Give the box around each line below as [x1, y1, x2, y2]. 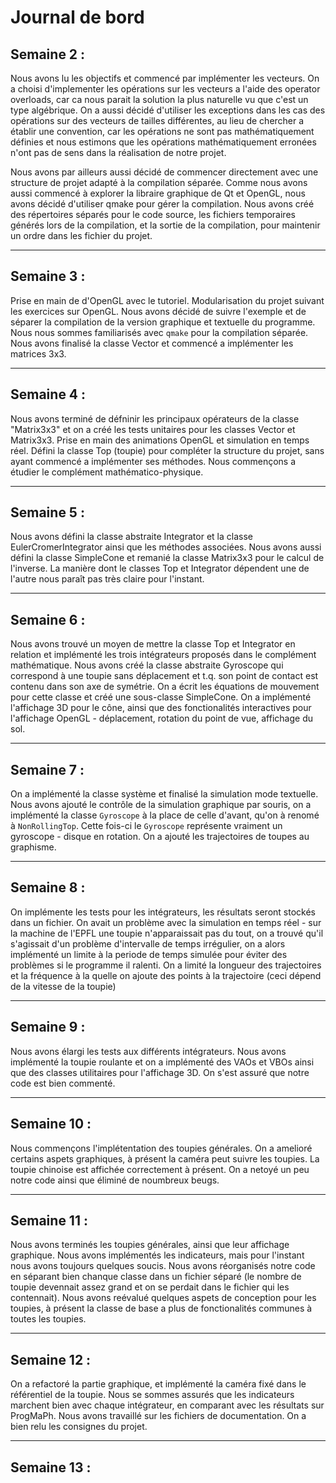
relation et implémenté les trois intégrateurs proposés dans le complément [10, 649, 317, 661]
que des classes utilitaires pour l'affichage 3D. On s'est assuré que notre [10, 1066, 310, 1078]
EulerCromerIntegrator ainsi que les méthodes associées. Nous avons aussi [10, 541, 322, 553]
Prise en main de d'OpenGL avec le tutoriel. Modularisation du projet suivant [10, 294, 325, 306]
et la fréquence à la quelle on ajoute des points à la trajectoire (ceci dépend [10, 969, 322, 981]
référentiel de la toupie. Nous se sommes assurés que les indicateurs [10, 1389, 295, 1401]
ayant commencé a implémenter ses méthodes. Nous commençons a [10, 455, 297, 467]
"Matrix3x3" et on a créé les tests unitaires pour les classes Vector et [10, 423, 296, 435]
